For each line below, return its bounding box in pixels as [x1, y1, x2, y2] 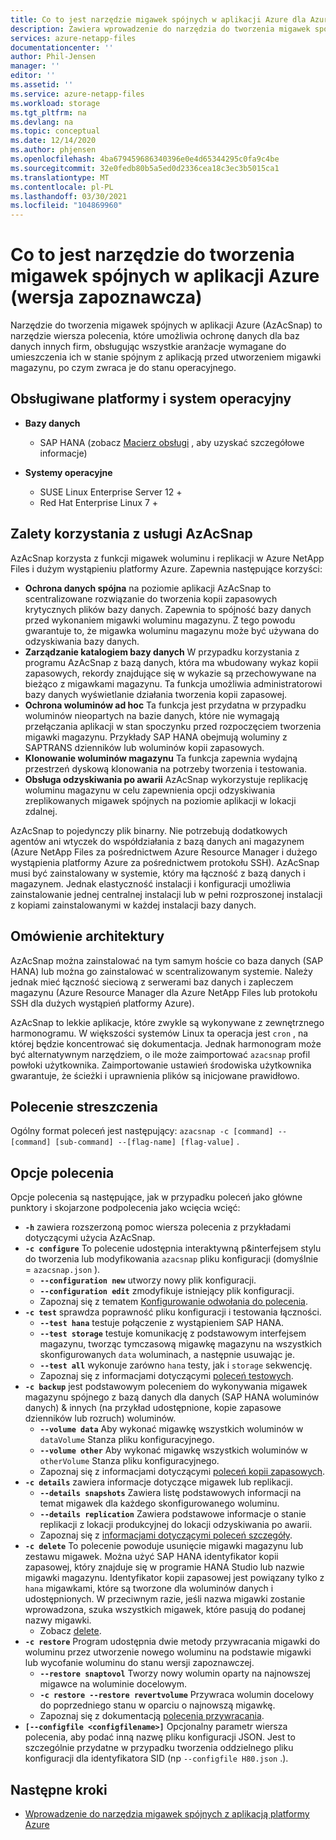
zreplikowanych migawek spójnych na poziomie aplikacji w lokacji [24, 794, 297, 806]
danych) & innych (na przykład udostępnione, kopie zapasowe [24, 1402, 282, 1414]
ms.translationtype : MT [10, 172, 110, 183]
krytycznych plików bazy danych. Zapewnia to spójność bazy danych [24, 603, 312, 615]
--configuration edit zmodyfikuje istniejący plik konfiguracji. [39, 1285, 295, 1297]
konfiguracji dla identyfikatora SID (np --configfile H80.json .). [24, 1752, 289, 1765]
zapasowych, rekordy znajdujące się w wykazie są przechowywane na [24, 667, 317, 679]
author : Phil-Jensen [10, 52, 97, 62]
